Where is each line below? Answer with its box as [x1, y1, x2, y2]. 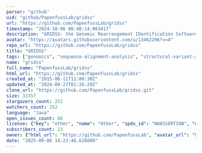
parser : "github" [6, 8, 50, 15]
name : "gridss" [6, 59, 44, 65]
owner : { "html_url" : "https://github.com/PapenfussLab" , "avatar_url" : [6, 132, 189, 139]
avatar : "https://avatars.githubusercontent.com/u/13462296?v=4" [6, 37, 173, 43]
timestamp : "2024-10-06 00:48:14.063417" [6, 25, 112, 32]
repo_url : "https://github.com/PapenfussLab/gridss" [6, 43, 141, 49]
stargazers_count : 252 [6, 98, 63, 104]
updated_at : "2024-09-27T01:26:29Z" [6, 82, 98, 88]
